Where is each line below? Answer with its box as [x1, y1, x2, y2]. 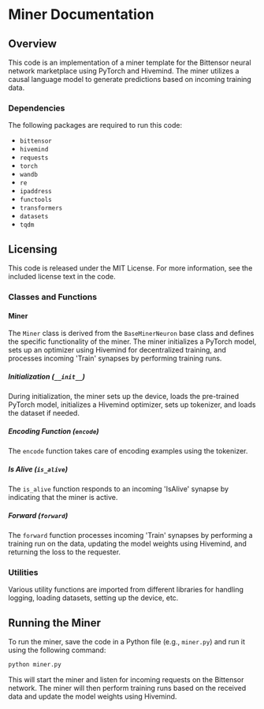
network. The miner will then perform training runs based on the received [8, 684, 247, 693]
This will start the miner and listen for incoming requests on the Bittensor [8, 675, 244, 685]
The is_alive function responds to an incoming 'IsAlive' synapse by [8, 484, 229, 494]
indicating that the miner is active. [8, 493, 118, 502]
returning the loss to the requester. [8, 547, 121, 557]
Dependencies [8, 103, 65, 114]
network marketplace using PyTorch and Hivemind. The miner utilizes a [8, 66, 240, 76]
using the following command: [8, 645, 106, 655]
